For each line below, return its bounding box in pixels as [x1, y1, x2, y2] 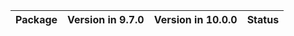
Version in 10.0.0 [153, 13, 238, 26]
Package [15, 13, 58, 26]
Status [246, 13, 280, 26]
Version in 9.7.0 [67, 13, 145, 26]
